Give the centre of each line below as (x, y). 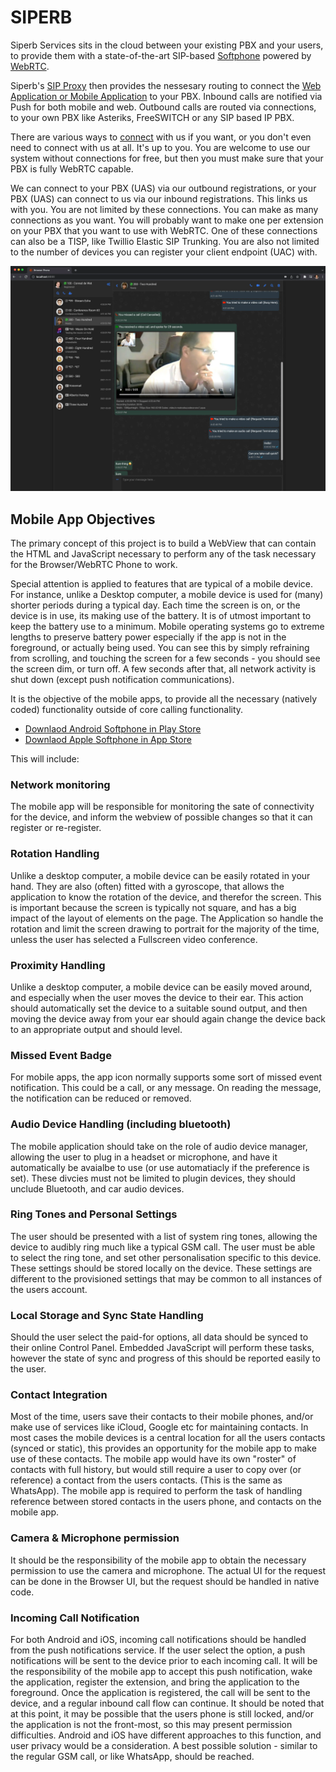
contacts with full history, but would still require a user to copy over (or (156, 1470)
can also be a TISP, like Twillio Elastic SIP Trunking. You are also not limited (165, 241)
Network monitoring (60, 784)
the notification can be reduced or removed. (101, 1098)
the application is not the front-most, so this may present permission (151, 1724)
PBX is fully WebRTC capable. (72, 168)
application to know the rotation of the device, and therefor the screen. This (166, 897)
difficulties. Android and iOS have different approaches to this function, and (166, 1735)
